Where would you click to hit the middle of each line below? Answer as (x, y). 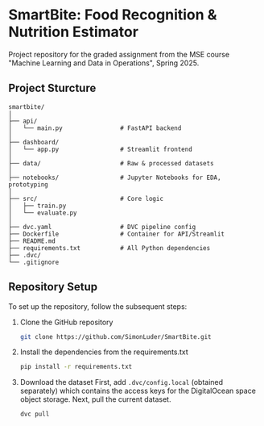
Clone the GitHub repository (66, 322)
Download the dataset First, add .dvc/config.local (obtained (122, 382)
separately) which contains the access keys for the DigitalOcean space (138, 391)
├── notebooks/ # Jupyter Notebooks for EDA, (115, 177)
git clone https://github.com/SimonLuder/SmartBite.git (115, 336)
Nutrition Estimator (74, 32)
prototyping (28, 184)
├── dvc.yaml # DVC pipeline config (102, 227)
